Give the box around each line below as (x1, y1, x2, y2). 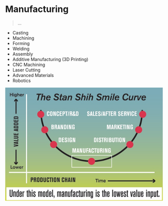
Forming (12, 40, 30, 46)
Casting (12, 29, 29, 35)
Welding (12, 45, 30, 51)
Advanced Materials (12, 72, 54, 78)
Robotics (12, 77, 31, 83)
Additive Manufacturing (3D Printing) (12, 56, 88, 62)
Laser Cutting (12, 66, 41, 73)
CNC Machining (12, 61, 45, 67)
